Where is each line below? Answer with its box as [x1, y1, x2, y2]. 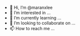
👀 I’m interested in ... [9, 10, 51, 16]
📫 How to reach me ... [9, 26, 55, 31]
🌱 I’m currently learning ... [9, 15, 62, 20]
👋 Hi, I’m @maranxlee [9, 5, 53, 10]
